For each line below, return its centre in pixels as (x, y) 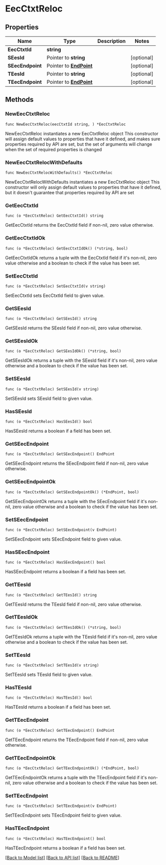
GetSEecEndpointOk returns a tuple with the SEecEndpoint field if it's (76, 501)
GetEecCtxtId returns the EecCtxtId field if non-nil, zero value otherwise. (80, 225)
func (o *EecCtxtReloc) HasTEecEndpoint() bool (56, 839)
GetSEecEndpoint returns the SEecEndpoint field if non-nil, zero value (77, 463)
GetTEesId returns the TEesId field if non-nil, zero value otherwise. (74, 604)
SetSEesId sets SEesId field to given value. (49, 398)
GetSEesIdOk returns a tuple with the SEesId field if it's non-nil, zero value (82, 360)
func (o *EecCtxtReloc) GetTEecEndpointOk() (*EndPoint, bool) (72, 768)
